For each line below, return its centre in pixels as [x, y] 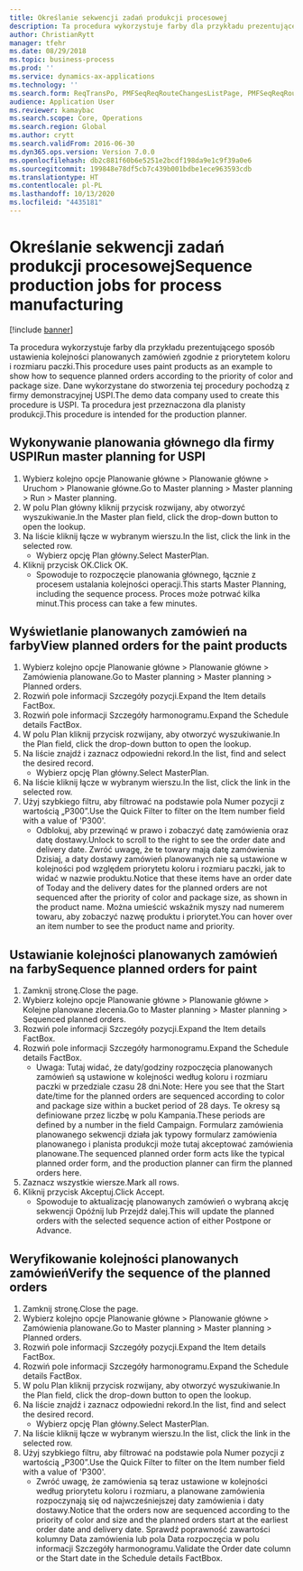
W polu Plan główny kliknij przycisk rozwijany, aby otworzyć [134, 507]
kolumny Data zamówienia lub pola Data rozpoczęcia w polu [147, 1539]
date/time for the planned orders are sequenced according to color [160, 1096]
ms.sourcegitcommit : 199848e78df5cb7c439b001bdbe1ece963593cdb [131, 169]
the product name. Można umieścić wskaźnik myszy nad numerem [160, 907]
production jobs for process [116, 286]
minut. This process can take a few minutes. [117, 603]
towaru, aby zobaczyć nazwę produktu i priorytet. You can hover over [164, 916]
